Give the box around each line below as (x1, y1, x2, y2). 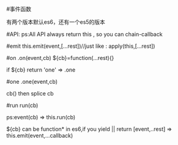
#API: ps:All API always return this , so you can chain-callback (6, 31, 163, 38)
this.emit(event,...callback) (6, 132, 73, 139)
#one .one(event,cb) (6, 78, 58, 85)
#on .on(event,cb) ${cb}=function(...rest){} (6, 54, 114, 61)
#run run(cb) (6, 102, 39, 109)
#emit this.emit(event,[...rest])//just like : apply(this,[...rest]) (6, 42, 155, 50)
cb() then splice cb (6, 90, 54, 97)
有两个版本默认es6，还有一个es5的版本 (6, 18, 106, 26)
